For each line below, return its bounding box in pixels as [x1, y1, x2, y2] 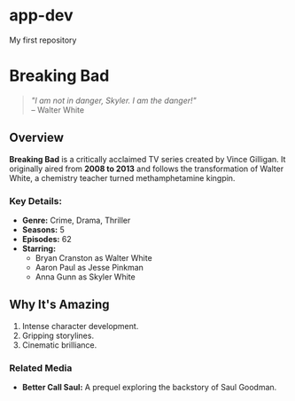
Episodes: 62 [21, 233, 73, 244]
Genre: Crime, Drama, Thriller [21, 215, 131, 225]
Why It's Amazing [9, 297, 110, 312]
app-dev [9, 5, 74, 26]
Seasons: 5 [21, 224, 65, 235]
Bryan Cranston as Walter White [35, 252, 152, 263]
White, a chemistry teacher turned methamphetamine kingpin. [9, 172, 236, 183]
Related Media [9, 361, 73, 373]
